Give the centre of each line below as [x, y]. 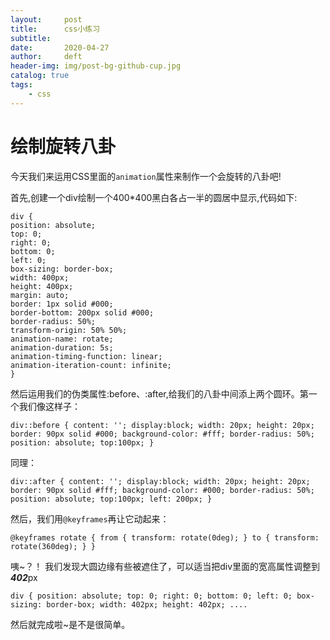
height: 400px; [42, 286]
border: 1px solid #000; [62, 304]
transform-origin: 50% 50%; [69, 330]
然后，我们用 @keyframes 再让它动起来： [90, 518]
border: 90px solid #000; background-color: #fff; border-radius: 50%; [162, 434]
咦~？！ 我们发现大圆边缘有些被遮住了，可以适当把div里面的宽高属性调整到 [165, 566]
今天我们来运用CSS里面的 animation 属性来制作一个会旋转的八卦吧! [146, 176]
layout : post [46, 19]
